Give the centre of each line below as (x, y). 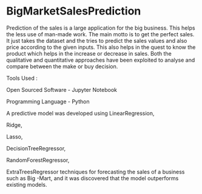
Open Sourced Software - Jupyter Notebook (62, 89)
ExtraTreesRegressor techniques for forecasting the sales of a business (96, 172)
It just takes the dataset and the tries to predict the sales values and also (97, 40)
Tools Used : (22, 78)
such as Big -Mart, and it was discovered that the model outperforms (93, 178)
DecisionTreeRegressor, (36, 148)
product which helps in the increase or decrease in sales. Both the (89, 53)
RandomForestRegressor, (38, 160)
